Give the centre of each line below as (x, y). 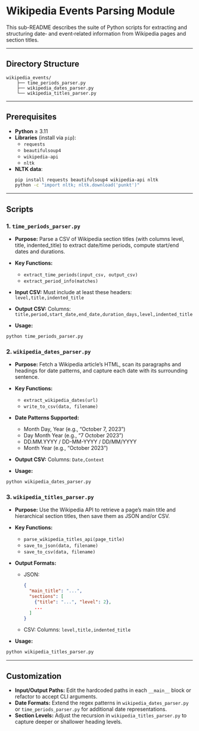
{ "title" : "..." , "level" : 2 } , (73, 602)
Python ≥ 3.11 (31, 131)
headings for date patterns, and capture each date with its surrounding (101, 371)
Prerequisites (31, 117)
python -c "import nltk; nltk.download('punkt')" (77, 185)
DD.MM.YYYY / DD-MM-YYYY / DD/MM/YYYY (80, 442)
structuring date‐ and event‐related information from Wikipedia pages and (96, 33)
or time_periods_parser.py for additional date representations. (91, 709)
